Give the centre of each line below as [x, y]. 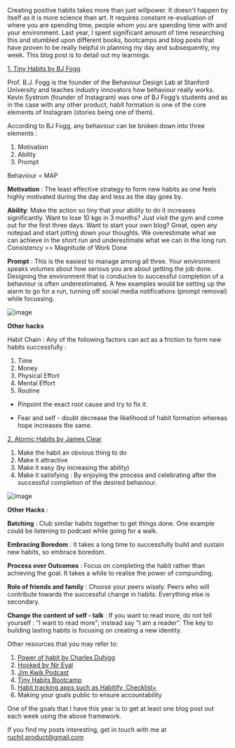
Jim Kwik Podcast [43, 672]
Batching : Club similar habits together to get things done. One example [111, 523]
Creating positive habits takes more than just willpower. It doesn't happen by [118, 10]
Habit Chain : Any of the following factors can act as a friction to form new [115, 340]
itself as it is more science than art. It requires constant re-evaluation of [110, 18]
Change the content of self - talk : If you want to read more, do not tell [110, 615]
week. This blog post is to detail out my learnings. [79, 55]
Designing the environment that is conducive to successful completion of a [115, 276]
